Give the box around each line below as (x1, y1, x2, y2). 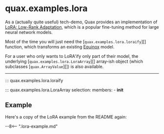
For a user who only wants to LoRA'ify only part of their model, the (5, 53, 139, 59)
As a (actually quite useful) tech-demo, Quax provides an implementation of (5, 19, 158, 25)
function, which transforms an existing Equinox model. (5, 44, 115, 50)
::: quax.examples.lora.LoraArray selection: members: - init (5, 87, 123, 93)
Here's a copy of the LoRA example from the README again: (5, 114, 127, 119)
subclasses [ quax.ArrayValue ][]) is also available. (5, 64, 104, 69)
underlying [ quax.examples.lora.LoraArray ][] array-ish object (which (5, 58, 143, 64)
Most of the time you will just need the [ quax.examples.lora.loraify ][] (5, 38, 146, 44)
